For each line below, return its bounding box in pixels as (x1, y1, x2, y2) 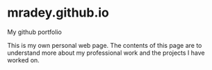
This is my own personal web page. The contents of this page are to (7, 41, 202, 49)
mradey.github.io (7, 5, 110, 21)
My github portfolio (7, 28, 63, 36)
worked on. (7, 55, 40, 64)
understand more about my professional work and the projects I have (7, 49, 205, 57)
